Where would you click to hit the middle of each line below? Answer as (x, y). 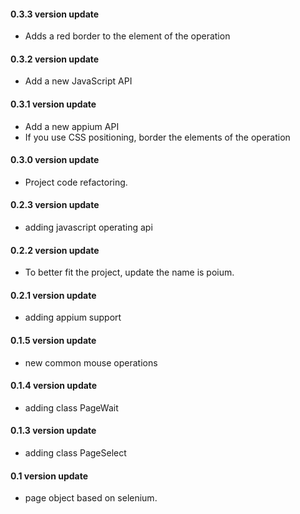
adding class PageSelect (75, 453)
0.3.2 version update (55, 59)
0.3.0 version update (55, 160)
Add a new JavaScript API (78, 81)
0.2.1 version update (53, 295)
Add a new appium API (72, 126)
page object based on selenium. (91, 498)
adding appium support (73, 317)
